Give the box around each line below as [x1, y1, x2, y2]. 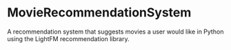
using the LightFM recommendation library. [7, 34, 130, 42]
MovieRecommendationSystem [7, 5, 192, 21]
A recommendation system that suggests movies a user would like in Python [7, 27, 224, 36]
